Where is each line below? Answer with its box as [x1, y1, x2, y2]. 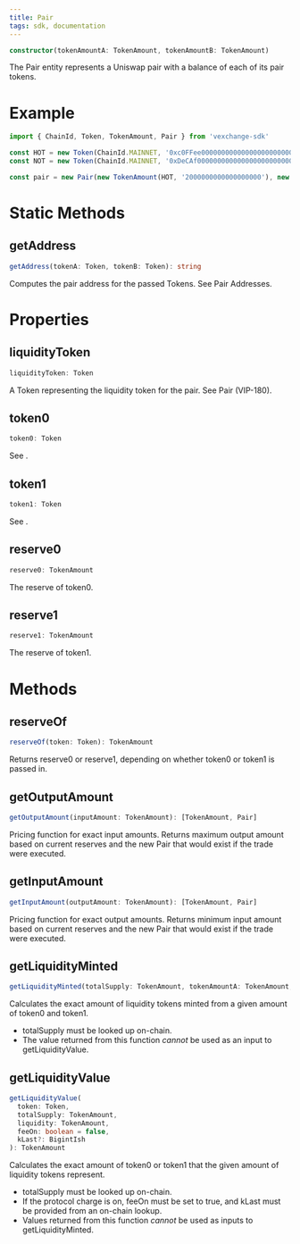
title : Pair [9, 13, 54, 22]
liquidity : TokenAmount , [17, 1118, 110, 1128]
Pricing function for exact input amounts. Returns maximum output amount [9, 829, 284, 839]
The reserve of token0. [9, 581, 94, 592]
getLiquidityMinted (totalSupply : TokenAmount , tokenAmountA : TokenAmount [9, 982, 290, 991]
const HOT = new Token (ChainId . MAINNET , [9, 148, 162, 157]
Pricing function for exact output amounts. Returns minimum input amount [9, 914, 282, 924]
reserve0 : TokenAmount [9, 565, 94, 574]
